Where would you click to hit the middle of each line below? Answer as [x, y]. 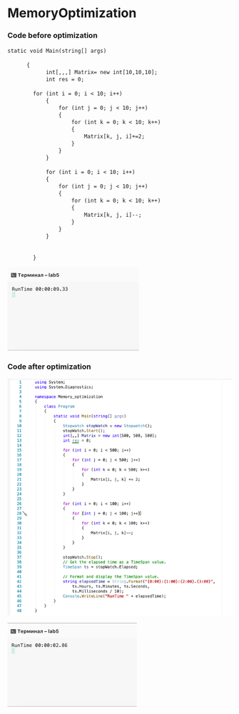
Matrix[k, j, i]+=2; [114, 137]
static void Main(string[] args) [57, 51]
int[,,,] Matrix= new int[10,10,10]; [102, 73]
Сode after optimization [49, 367]
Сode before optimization [52, 36]
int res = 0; [65, 80]
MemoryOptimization [72, 13]
